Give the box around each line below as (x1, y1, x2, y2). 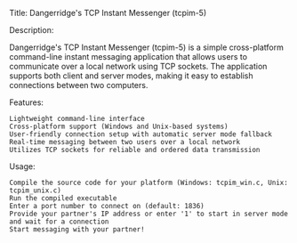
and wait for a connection (9, 217, 109, 226)
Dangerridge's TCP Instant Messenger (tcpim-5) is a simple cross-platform (9, 42, 285, 53)
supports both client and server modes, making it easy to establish (9, 70, 253, 81)
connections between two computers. (9, 80, 148, 90)
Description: (9, 25, 54, 35)
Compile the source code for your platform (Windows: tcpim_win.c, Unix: (9, 178, 289, 187)
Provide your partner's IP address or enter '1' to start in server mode (9, 209, 289, 218)
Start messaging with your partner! (9, 225, 145, 234)
